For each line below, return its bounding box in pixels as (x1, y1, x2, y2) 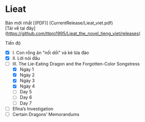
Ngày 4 (19, 83, 35, 89)
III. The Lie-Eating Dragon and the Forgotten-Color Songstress (12, 61, 140, 67)
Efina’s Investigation (12, 106, 54, 112)
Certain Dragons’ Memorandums (12, 111, 79, 117)
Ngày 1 (19, 66, 34, 72)
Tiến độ (5, 40, 21, 46)
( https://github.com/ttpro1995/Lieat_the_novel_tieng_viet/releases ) (5, 30, 141, 36)
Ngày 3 (19, 78, 35, 84)
